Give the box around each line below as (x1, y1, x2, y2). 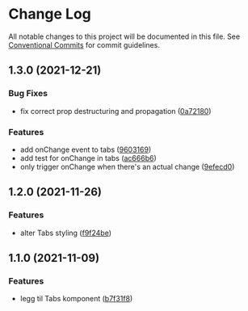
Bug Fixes (8, 88, 48, 99)
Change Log (8, 5, 91, 23)
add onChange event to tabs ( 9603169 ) (19, 145, 152, 154)
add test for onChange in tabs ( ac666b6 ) (19, 153, 158, 162)
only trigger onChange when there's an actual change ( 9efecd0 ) (19, 162, 235, 171)
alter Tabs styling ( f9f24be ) (19, 228, 111, 237)
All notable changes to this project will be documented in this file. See (8, 32, 241, 41)
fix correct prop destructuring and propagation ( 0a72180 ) (19, 106, 212, 116)
